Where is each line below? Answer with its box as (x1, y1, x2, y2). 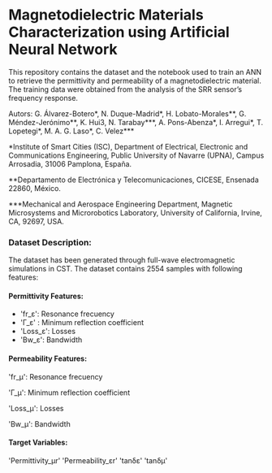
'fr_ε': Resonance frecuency (19, 309, 115, 319)
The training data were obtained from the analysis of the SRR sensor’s (8, 84, 242, 94)
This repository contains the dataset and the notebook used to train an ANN (8, 67, 262, 76)
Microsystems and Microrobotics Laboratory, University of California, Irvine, (8, 207, 262, 217)
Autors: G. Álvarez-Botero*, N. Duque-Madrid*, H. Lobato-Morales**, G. (8, 108, 247, 119)
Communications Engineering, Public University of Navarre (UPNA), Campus (8, 150, 265, 160)
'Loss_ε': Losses (19, 327, 76, 336)
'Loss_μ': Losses (8, 403, 64, 413)
